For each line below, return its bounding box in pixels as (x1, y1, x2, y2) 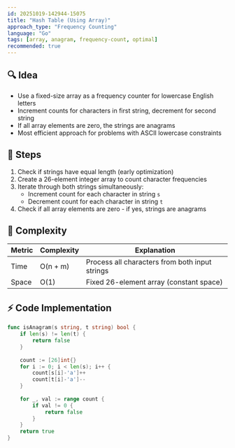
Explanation (135, 245, 176, 255)
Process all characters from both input (85, 257, 212, 267)
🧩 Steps (7, 149, 42, 161)
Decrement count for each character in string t (27, 197, 163, 205)
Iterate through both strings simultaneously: (17, 182, 144, 191)
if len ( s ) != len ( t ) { (20, 331, 86, 338)
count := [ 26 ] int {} (20, 356, 77, 363)
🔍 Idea (7, 69, 38, 81)
